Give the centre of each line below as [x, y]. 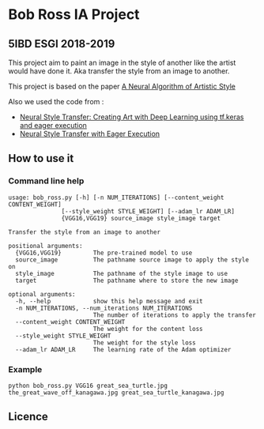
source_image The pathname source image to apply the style [132, 260]
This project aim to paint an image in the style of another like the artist [122, 62]
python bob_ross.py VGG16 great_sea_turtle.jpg [88, 386]
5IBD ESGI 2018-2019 [62, 44]
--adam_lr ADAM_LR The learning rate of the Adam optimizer [123, 349]
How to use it [41, 158]
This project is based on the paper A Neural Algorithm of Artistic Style [122, 86]
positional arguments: [45, 246]
